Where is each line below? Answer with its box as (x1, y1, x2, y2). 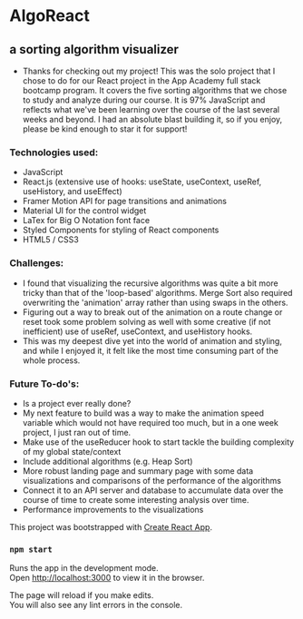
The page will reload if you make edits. (9, 590, 154, 601)
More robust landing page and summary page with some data (22, 465, 254, 477)
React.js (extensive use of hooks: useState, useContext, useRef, (22, 176, 262, 187)
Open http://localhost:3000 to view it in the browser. (9, 573, 205, 584)
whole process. (22, 355, 81, 366)
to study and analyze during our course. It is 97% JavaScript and (22, 94, 266, 105)
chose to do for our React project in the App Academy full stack (22, 75, 261, 86)
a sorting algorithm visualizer (9, 42, 180, 57)
